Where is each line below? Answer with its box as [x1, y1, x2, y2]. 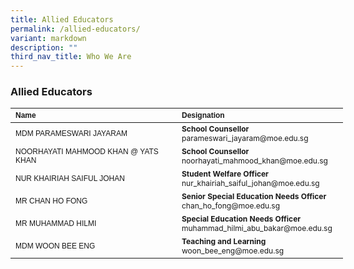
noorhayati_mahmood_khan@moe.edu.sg [181, 156, 328, 166]
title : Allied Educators [10, 14, 114, 25]
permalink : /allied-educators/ [10, 24, 141, 34]
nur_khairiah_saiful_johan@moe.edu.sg [181, 178, 320, 189]
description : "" [10, 42, 78, 53]
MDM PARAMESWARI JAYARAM [15, 129, 128, 139]
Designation [181, 111, 225, 121]
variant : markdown [10, 33, 87, 43]
